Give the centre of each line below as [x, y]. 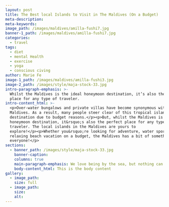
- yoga [17, 66]
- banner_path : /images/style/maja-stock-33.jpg [62, 150]
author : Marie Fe [23, 75]
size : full [26, 183]
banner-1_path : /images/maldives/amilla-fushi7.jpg [60, 33]
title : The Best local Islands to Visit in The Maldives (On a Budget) [82, 15]
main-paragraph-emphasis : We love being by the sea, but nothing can [89, 164]
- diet [17, 52]
